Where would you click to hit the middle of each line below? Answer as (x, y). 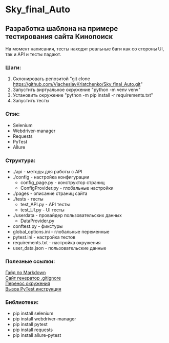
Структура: (20, 160)
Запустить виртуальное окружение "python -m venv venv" (77, 90)
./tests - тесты (28, 198)
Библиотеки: (22, 302)
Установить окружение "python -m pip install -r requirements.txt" (83, 95)
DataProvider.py (37, 221)
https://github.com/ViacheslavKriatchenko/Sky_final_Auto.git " (78, 84)
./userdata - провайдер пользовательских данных (67, 215)
